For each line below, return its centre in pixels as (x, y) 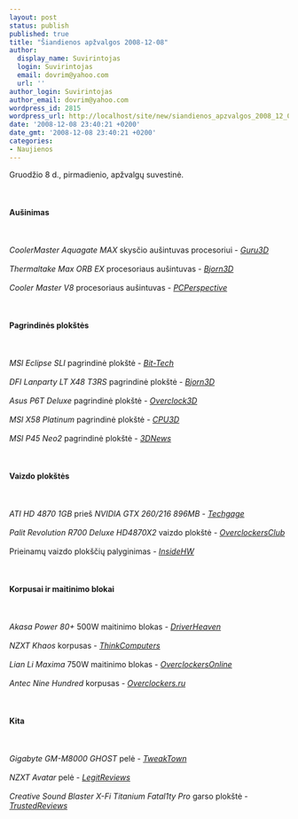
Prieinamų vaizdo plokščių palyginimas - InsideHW (102, 551)
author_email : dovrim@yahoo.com (69, 100)
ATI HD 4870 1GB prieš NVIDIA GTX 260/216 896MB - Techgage (127, 513)
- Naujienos (31, 149)
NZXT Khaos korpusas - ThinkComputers (85, 645)
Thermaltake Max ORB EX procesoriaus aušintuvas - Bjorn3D (122, 269)
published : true (39, 34)
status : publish (39, 26)
